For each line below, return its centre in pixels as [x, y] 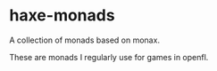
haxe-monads [62, 16]
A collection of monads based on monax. [85, 40]
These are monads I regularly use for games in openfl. [109, 57]
